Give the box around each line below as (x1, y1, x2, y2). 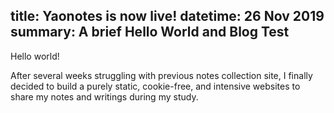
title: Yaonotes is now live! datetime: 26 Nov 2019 (10, 8, 325, 25)
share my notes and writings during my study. (10, 90, 199, 103)
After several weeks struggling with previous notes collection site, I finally (10, 69, 313, 81)
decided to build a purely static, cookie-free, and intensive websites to (10, 80, 301, 92)
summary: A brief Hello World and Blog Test (10, 24, 290, 41)
